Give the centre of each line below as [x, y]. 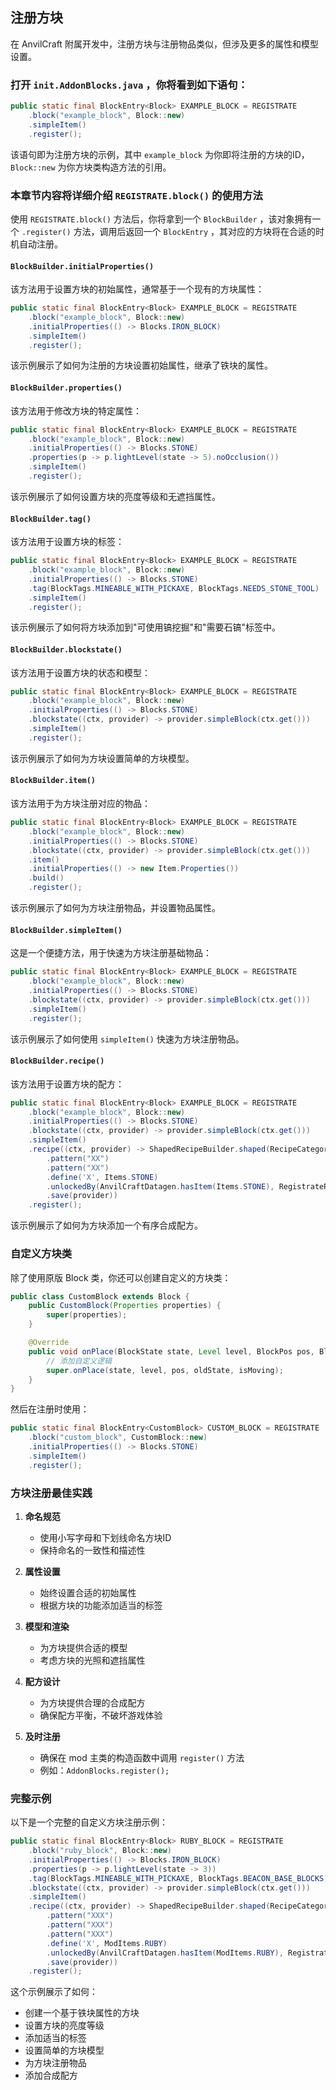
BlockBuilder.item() [53, 781]
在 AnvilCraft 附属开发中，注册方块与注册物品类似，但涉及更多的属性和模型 [164, 44]
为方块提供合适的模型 [83, 1647]
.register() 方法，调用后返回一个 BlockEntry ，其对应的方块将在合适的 [169, 231]
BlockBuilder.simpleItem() [66, 930]
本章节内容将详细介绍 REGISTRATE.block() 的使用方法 [136, 195]
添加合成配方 [51, 2075]
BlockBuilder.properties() [66, 388]
